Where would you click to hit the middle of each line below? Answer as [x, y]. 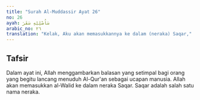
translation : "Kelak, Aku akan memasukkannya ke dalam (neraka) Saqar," [99, 34]
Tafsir [17, 58]
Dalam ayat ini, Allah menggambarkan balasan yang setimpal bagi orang [95, 72]
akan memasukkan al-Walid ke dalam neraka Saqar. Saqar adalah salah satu [100, 85]
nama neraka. [23, 92]
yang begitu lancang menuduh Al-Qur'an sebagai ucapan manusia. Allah [96, 79]
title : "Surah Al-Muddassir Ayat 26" [53, 12]
